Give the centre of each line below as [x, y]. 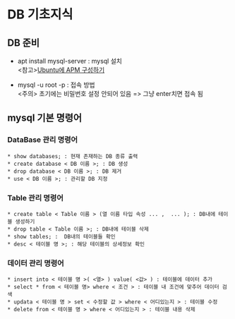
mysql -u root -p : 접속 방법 [56, 85]
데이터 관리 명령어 [36, 263]
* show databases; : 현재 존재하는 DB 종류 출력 [73, 156]
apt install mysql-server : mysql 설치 [70, 61]
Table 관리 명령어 [35, 198]
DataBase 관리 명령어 [43, 140]
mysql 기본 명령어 [45, 118]
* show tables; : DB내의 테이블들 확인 [62, 236]
